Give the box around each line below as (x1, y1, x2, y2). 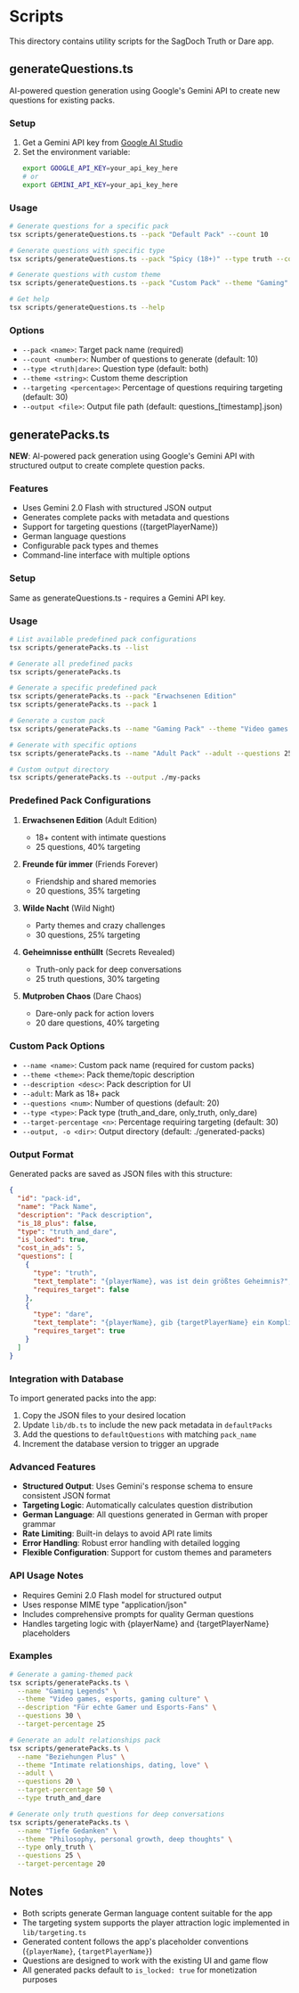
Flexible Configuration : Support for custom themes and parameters (21, 1548, 272, 1558)
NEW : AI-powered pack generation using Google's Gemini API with (9, 451, 255, 461)
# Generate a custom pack (9, 716, 105, 725)
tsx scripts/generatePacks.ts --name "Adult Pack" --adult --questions (9, 748, 280, 758)
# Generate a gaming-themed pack (9, 1670, 133, 1679)
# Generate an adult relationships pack (9, 1736, 162, 1744)
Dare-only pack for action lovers (35, 1008, 155, 1018)
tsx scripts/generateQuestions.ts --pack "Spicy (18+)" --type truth (9, 254, 273, 264)
